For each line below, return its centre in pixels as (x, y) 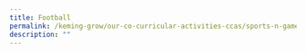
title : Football (40, 18)
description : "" (40, 34)
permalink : (30, 26)
